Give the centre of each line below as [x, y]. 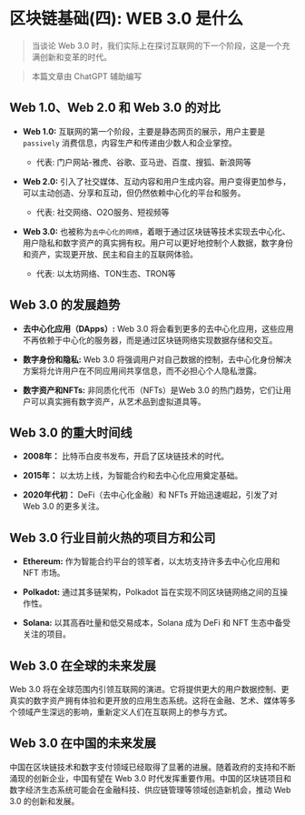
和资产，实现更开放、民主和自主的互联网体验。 [110, 254]
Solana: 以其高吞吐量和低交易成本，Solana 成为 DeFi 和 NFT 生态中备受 [157, 623]
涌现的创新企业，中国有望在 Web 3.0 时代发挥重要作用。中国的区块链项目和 [151, 778]
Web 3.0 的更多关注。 [63, 507]
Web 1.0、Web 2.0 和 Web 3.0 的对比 [115, 108]
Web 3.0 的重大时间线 [71, 433]
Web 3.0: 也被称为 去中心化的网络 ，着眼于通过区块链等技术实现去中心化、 [156, 231]
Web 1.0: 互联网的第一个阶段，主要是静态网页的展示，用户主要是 [144, 131]
